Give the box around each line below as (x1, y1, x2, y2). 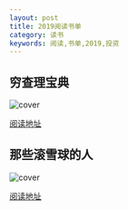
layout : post (9, 13, 59, 23)
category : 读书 (9, 30, 64, 39)
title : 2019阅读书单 (9, 22, 82, 31)
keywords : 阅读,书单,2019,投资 (9, 38, 120, 48)
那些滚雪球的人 (9, 147, 94, 163)
